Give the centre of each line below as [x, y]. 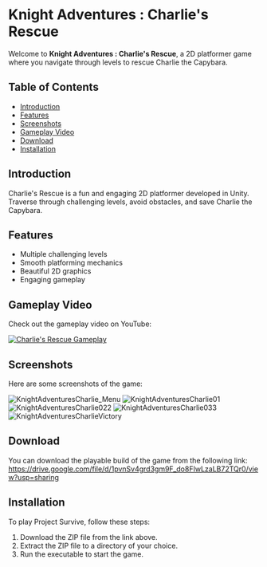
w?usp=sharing [34, 477]
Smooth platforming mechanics [71, 263]
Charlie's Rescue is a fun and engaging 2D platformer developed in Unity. [129, 193]
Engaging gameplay [53, 280]
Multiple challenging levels [63, 254]
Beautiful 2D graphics [55, 271]
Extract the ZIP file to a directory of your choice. [98, 545]
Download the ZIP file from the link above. [88, 537]
